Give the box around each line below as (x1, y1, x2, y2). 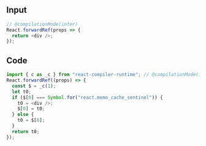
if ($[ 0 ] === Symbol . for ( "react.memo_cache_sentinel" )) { (12, 94, 164, 101)
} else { (12, 112, 34, 118)
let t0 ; (12, 88, 32, 94)
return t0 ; (12, 128, 40, 134)
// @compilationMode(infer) (6, 21, 78, 27)
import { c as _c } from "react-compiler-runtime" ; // (6, 72, 150, 78)
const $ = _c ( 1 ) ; (12, 83, 56, 89)
